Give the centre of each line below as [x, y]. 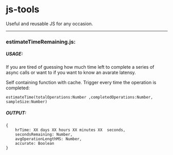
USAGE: [14, 54]
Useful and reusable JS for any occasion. [50, 24]
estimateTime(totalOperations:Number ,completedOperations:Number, [80, 97]
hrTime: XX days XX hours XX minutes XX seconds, [70, 130]
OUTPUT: [16, 113]
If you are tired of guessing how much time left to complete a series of [80, 67]
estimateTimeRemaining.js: [41, 42]
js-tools [23, 9]
